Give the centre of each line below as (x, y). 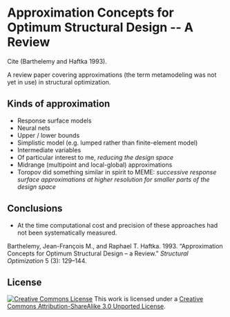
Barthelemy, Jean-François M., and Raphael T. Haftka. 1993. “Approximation (115, 246)
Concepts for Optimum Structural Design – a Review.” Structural (98, 253)
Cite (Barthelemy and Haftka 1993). (57, 61)
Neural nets (33, 128)
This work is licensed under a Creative (149, 299)
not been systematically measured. (67, 233)
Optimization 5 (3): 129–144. (47, 260)
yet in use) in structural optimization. (59, 82)
